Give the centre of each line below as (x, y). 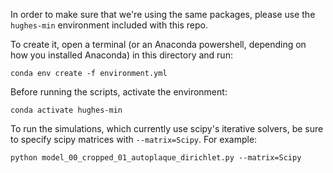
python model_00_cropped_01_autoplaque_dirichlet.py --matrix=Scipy (156, 158)
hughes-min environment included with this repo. (109, 25)
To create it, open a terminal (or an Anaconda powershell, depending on (158, 44)
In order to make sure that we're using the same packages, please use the (163, 14)
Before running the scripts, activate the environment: (119, 92)
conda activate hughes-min (66, 110)
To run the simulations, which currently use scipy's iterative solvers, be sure (167, 128)
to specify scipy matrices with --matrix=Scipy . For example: (134, 139)
